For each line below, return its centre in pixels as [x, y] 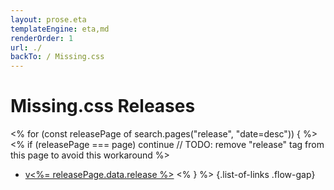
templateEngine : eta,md [60, 29]
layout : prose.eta [48, 19]
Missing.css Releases [103, 106]
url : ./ [26, 47]
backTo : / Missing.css [57, 57]
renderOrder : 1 [42, 38]
